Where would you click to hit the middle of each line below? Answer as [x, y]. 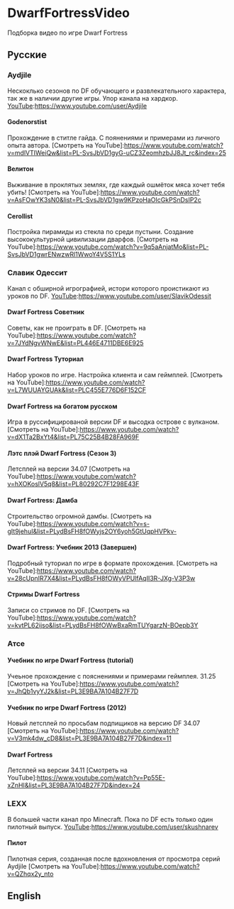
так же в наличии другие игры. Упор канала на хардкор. [93, 98]
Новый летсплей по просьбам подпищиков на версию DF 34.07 [104, 723]
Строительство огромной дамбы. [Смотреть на [80, 516]
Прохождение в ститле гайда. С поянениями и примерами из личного [114, 138]
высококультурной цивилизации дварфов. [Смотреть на [93, 240]
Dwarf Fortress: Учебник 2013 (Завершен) [72, 547]
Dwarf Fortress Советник [46, 312]
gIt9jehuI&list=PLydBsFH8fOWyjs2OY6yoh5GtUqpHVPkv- [92, 531]
